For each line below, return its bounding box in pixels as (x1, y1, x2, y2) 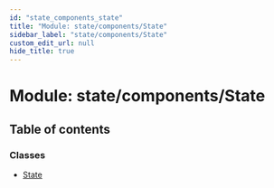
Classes (9, 148, 46, 161)
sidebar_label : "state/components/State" (9, 30, 168, 39)
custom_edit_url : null (9, 38, 95, 48)
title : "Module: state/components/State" (9, 22, 168, 31)
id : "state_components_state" (9, 13, 124, 23)
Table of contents (9, 121, 110, 136)
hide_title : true (9, 47, 75, 56)
